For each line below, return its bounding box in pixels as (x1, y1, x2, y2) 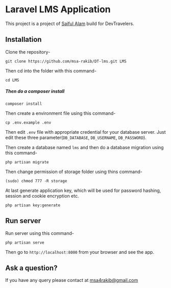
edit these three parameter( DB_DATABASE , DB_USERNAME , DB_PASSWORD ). (5, 134, 146, 140)
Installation (5, 35, 42, 44)
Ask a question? (5, 263, 58, 272)
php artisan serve (5, 240, 44, 245)
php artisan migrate (5, 159, 50, 164)
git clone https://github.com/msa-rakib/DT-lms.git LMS (5, 59, 127, 64)
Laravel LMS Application (5, 4, 111, 15)
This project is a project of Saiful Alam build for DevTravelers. (5, 20, 134, 27)
